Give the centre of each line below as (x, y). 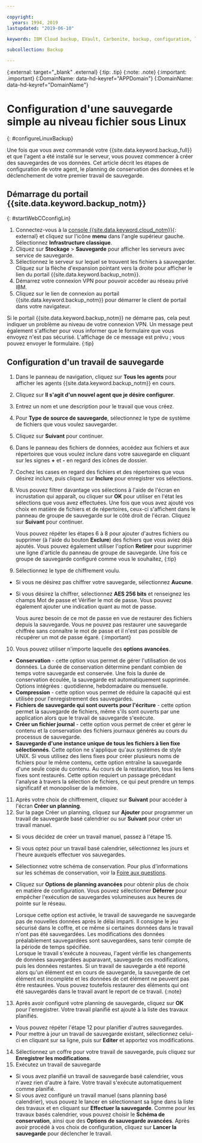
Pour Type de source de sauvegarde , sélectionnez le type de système (103, 418)
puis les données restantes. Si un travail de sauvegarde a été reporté (100, 965)
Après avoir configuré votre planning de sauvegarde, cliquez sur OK (100, 1003)
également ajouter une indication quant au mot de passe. (86, 606)
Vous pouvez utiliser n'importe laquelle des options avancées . (93, 649)
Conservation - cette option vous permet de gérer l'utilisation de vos (101, 660)
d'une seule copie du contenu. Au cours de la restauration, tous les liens (105, 769)
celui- (186, 1034)
